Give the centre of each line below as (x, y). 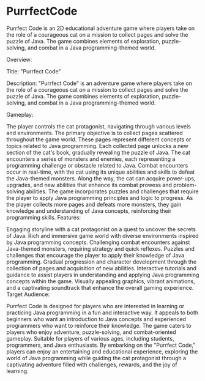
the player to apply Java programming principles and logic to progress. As (100, 198)
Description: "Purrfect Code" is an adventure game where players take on (99, 83)
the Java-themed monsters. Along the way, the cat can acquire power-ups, (101, 178)
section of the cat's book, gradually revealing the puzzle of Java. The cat (99, 152)
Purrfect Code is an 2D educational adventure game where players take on (101, 28)
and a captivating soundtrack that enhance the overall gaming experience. (100, 287)
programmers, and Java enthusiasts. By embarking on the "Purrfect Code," (101, 345)
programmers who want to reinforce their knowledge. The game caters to (99, 325)
